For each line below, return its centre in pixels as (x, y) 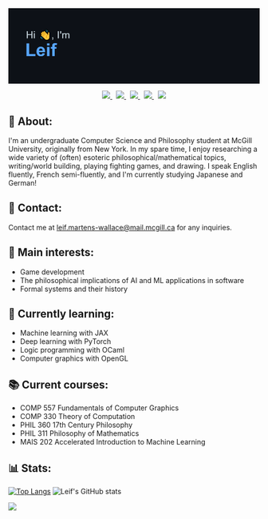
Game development (52, 272)
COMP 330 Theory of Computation (77, 417)
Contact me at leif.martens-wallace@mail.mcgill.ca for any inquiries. (120, 227)
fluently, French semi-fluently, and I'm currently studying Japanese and (126, 174)
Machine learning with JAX (64, 333)
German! (23, 183)
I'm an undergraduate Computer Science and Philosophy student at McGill (130, 140)
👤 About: (31, 121)
